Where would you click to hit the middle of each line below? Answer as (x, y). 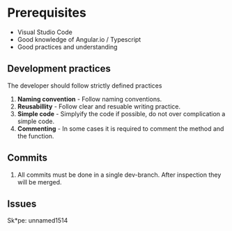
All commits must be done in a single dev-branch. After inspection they (119, 175)
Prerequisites (47, 13)
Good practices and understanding (67, 47)
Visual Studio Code (45, 32)
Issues (22, 204)
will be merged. (39, 182)
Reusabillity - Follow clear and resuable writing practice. (99, 106)
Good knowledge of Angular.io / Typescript (79, 39)
